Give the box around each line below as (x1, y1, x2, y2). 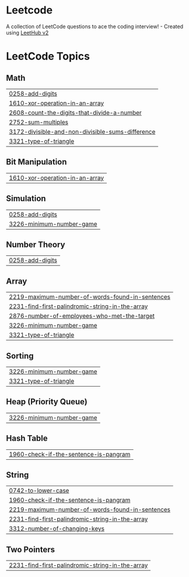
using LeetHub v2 (6, 29, 49, 36)
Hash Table (6, 433, 48, 443)
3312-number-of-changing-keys (9, 525, 105, 533)
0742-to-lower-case (9, 487, 69, 495)
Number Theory (6, 240, 65, 250)
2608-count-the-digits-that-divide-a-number (9, 108, 142, 117)
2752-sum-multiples (9, 118, 69, 126)
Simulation (6, 194, 46, 204)
